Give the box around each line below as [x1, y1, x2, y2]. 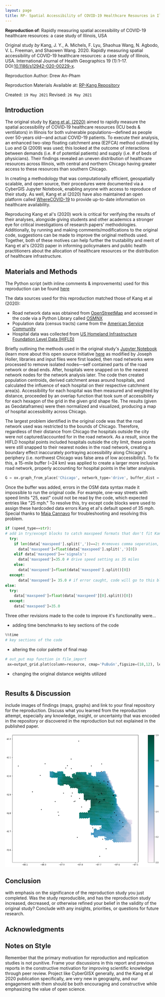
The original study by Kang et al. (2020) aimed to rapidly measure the [5, 119, 146, 125]
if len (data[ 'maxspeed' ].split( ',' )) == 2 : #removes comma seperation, [14, 541, 160, 546]
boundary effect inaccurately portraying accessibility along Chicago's [5, 450, 146, 456]
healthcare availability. [5, 202, 51, 208]
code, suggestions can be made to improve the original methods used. [5, 232, 148, 238]
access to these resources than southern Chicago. [5, 166, 108, 172]
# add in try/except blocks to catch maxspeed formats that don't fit [5, 531, 153, 536]
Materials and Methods [5, 267, 78, 276]
